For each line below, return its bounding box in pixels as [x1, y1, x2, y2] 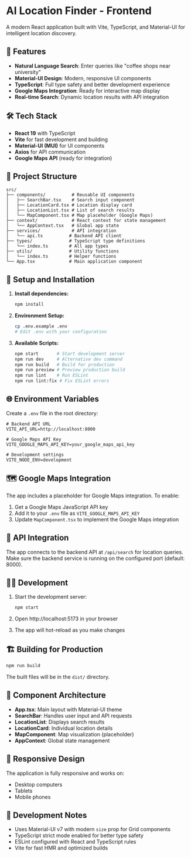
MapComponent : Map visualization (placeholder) [14, 730, 134, 738]
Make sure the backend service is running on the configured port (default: [6, 555, 185, 562]
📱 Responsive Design [6, 754, 85, 764]
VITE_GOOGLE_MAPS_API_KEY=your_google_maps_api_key [6, 441, 135, 448]
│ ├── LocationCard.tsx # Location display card [6, 202, 132, 209]
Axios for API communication [14, 148, 86, 155]
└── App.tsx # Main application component [6, 259, 143, 265]
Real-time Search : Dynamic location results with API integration [14, 93, 169, 100]
